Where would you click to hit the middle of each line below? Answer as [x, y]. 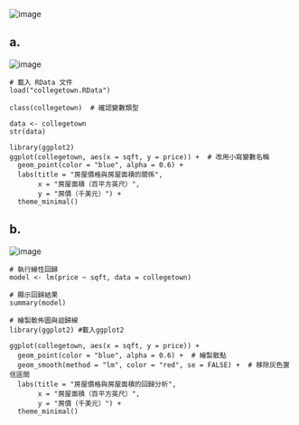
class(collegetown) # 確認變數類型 [74, 108]
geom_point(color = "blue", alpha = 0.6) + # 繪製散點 [122, 355]
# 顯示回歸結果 [34, 295]
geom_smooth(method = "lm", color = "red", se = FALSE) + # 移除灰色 [150, 365]
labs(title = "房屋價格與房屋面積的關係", [90, 175]
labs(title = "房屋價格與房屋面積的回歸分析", [97, 384]
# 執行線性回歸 [34, 269]
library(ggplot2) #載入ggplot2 [67, 330]
